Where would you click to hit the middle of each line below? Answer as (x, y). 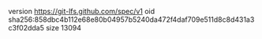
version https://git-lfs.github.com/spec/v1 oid (82, 11)
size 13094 (64, 28)
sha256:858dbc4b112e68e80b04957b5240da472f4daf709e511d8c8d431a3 (131, 19)
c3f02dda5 (26, 28)
